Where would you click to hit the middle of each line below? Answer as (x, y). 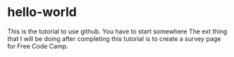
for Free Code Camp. (38, 46)
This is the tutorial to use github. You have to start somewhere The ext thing (117, 31)
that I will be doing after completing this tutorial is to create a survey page (114, 38)
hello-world (42, 12)
